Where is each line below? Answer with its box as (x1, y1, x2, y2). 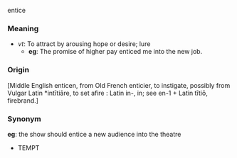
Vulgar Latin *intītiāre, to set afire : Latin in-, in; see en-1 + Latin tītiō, (7, 89, 208, 97)
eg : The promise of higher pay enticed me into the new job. (28, 47, 203, 56)
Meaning (7, 23, 39, 33)
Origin (7, 65, 30, 75)
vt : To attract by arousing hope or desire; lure (17, 40, 151, 48)
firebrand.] (7, 96, 39, 105)
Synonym (7, 113, 41, 123)
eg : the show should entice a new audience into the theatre (7, 130, 181, 138)
